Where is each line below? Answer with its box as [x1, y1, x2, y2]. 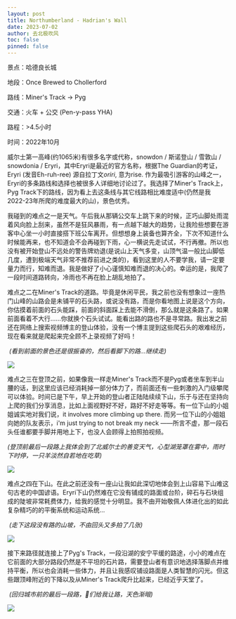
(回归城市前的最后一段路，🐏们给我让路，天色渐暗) [8, 590, 153, 598]
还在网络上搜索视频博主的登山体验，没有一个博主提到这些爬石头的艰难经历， [7, 323, 229, 331]
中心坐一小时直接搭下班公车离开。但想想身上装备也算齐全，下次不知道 [13, 229, 216, 237]
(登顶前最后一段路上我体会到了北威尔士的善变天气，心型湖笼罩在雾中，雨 [7, 443, 219, 450]
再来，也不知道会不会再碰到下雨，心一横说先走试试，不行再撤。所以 [25, 238, 223, 246]
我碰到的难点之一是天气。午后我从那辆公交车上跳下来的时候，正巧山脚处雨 [7, 211, 223, 220]
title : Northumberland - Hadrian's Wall [7, 17, 128, 24]
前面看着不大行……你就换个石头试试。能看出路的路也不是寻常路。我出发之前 [7, 314, 228, 322]
